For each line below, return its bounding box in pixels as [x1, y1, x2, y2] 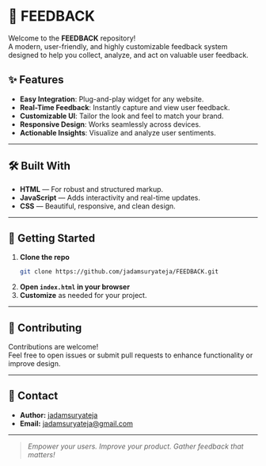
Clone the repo [19, 253, 70, 262]
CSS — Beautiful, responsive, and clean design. [19, 201, 176, 211]
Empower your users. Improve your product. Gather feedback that [27, 441, 244, 451]
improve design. [8, 359, 61, 369]
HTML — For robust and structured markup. [19, 184, 164, 193]
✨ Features [8, 73, 64, 86]
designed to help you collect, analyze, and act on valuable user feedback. [8, 50, 249, 59]
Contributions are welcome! [8, 342, 99, 352]
